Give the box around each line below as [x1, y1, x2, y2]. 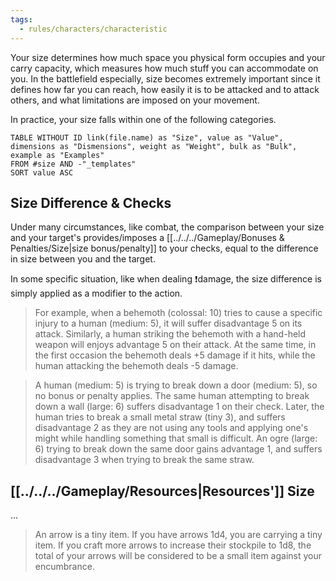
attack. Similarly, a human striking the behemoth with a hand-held [34, 328, 307, 340]
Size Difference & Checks [10, 194, 172, 211]
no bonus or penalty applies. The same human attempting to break [34, 390, 310, 402]
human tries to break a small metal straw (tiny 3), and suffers [34, 411, 286, 423]
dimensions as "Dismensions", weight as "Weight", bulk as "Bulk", [10, 141, 298, 151]
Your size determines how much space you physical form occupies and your [10, 51, 326, 63]
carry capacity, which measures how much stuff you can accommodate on [10, 62, 319, 74]
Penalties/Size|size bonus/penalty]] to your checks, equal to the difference [10, 242, 319, 255]
